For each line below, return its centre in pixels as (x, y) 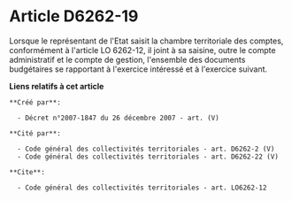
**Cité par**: (35, 133)
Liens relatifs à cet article (57, 86)
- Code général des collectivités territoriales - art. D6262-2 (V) (146, 149)
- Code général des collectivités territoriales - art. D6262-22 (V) (148, 157)
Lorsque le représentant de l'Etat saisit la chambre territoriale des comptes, (146, 41)
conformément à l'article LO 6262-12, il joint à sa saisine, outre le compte (142, 50)
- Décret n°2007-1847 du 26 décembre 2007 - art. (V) (118, 118)
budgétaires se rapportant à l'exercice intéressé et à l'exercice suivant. (138, 69)
